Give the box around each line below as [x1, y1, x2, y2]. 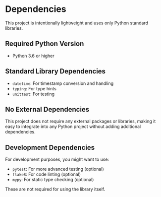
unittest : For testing [12, 91, 55, 97]
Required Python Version [5, 40, 84, 48]
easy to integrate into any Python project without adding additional [5, 124, 141, 130]
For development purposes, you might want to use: [5, 156, 109, 162]
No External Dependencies [5, 105, 90, 114]
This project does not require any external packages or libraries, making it [5, 118, 156, 125]
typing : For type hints [12, 85, 57, 91]
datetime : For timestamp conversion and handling [12, 80, 114, 86]
